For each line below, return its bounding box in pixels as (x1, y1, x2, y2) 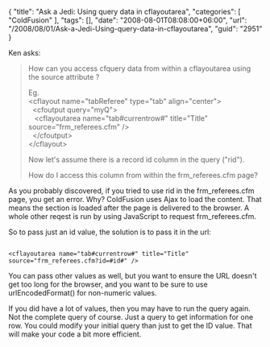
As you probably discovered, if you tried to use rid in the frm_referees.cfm (8, 186, 255, 196)
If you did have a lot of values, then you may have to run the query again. (8, 304, 251, 313)
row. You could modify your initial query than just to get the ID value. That (8, 321, 252, 330)
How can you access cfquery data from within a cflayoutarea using (27, 64, 251, 73)
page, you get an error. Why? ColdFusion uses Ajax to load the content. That (8, 195, 262, 204)
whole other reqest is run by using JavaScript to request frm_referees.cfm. (8, 212, 256, 221)
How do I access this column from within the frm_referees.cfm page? (27, 171, 258, 180)
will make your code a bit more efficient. (8, 329, 142, 339)
